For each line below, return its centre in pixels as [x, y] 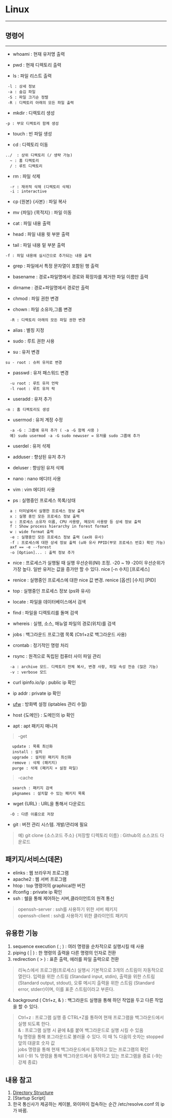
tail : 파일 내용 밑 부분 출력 [39, 245]
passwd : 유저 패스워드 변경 [41, 373]
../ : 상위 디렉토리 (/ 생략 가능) [39, 155]
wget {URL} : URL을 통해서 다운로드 [49, 803]
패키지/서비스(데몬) [34, 859]
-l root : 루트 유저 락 [33, 389]
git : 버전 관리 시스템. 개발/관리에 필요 [50, 824]
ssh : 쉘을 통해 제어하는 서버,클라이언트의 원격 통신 [63, 898]
